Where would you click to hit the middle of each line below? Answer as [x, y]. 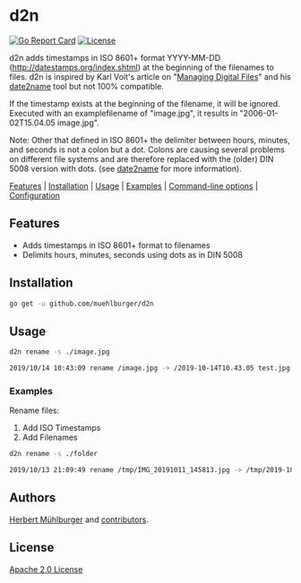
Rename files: [34, 411]
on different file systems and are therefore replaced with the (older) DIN [142, 159]
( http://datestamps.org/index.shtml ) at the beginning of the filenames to [142, 67]
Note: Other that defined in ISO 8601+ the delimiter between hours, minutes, [150, 140]
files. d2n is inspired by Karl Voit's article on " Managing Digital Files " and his [150, 76]
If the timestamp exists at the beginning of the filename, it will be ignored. [145, 103]
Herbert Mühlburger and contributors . [79, 519]
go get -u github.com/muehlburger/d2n [82, 304]
